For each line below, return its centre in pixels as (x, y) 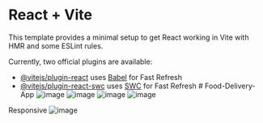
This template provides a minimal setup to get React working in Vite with (129, 37)
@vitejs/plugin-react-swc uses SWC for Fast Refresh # (112, 86)
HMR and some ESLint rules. (56, 45)
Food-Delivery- (230, 86)
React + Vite (51, 15)
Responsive (28, 110)
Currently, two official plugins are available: (81, 61)
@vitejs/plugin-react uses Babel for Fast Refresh (101, 77)
